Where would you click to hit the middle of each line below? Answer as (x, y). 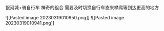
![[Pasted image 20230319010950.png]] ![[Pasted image (65, 18)
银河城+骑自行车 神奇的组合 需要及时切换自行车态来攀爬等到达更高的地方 (82, 7)
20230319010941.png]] (30, 23)
